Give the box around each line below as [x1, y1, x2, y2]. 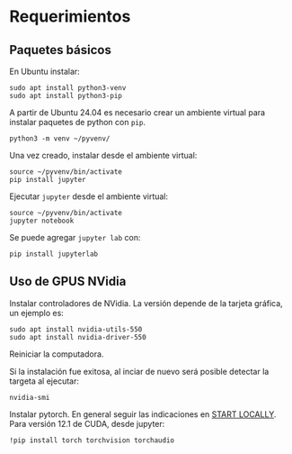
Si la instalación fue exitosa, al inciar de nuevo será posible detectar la [9, 366, 270, 377]
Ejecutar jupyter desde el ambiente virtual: [9, 191, 169, 202]
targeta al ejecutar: [9, 376, 79, 386]
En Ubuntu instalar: [9, 66, 81, 77]
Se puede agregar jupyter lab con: [9, 232, 141, 242]
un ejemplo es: [9, 307, 65, 318]
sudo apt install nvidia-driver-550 [9, 332, 146, 341]
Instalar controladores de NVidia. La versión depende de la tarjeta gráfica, [9, 297, 283, 308]
